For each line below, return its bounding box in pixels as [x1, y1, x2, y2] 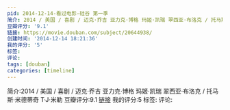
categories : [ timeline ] [7, 67, 75, 74]
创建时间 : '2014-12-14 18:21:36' [7, 36, 99, 42]
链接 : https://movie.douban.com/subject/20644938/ [7, 29, 153, 36]
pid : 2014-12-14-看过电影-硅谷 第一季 [7, 10, 108, 17]
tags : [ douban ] [7, 61, 51, 68]
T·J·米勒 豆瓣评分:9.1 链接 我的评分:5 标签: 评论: [40, 95, 173, 103]
